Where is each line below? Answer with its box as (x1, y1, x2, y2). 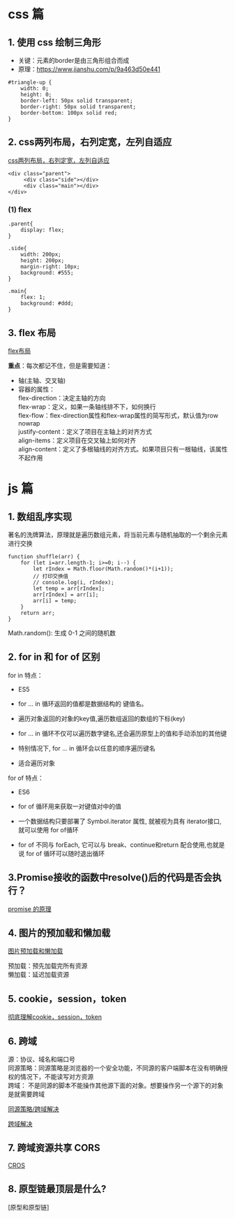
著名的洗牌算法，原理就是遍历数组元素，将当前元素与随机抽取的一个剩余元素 (8, 530, 228, 539)
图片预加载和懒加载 (8, 947, 63, 955)
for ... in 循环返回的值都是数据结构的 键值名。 (17, 699, 148, 708)
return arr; (20, 609, 55, 616)
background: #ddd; (20, 300, 74, 307)
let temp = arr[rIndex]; (33, 585, 105, 592)
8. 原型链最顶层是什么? (8, 1183, 107, 1195)
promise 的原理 (8, 904, 52, 913)
